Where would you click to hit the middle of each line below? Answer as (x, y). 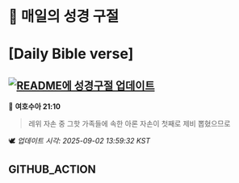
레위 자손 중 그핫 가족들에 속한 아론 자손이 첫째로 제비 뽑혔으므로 (129, 124)
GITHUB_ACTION (52, 169)
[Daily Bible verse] (71, 54)
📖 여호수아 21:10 (34, 106)
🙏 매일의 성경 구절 (64, 17)
